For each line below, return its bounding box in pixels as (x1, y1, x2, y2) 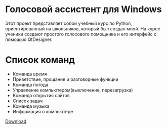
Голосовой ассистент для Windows (5, 4, 162, 15)
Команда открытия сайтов (12, 92, 70, 98)
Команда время (12, 71, 47, 77)
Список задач (12, 98, 43, 104)
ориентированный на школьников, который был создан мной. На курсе (5, 25, 160, 31)
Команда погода (12, 81, 49, 88)
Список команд (5, 54, 75, 66)
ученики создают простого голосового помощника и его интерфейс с (5, 31, 157, 37)
